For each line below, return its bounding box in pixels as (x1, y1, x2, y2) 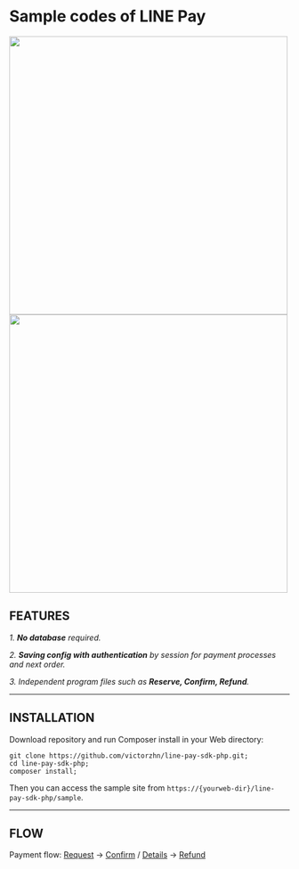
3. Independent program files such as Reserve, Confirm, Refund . (9, 676, 250, 686)
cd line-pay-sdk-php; (9, 759, 90, 767)
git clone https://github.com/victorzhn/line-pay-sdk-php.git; (9, 751, 249, 760)
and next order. (9, 659, 66, 670)
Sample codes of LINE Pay (9, 6, 206, 27)
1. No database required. (9, 632, 101, 643)
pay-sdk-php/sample (9, 793, 82, 802)
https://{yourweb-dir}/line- (166, 784, 275, 793)
